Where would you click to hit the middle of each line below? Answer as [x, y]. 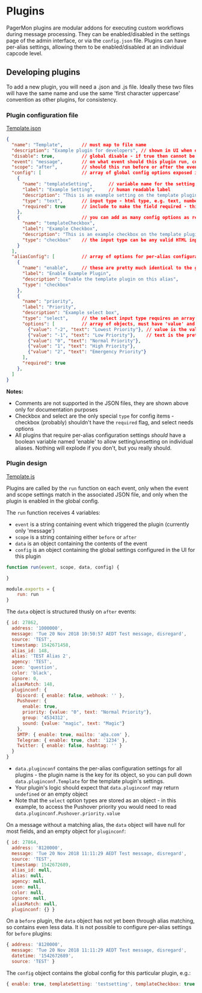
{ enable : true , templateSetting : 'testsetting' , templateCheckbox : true [101, 984]
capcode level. [25, 53]
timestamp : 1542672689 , [41, 865]
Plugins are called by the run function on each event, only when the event [97, 488]
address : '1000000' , [37, 628]
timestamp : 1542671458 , [41, 645]
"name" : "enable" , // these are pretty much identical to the [107, 268]
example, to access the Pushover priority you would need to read [96, 807]
